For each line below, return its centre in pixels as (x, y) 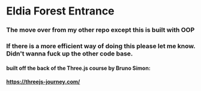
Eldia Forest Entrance (61, 11)
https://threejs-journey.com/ (43, 82)
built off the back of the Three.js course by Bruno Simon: (79, 68)
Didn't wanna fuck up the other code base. (70, 54)
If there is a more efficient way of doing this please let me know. (101, 46)
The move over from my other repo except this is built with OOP (100, 30)
